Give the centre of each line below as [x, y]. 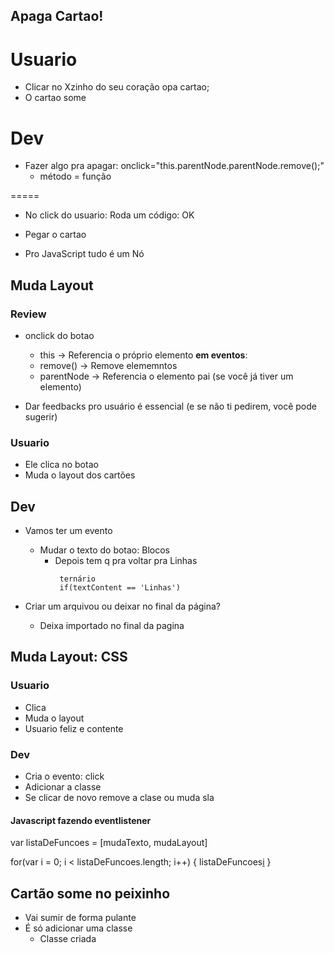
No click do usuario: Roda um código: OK [109, 215]
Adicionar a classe [63, 787]
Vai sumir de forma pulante [80, 918]
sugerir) [41, 416]
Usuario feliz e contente [74, 728]
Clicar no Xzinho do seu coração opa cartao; [117, 87]
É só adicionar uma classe [78, 928]
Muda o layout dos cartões [80, 475]
